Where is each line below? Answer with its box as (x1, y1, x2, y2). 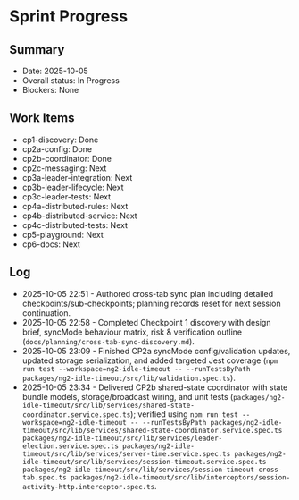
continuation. (21, 307, 71, 318)
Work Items (9, 110, 75, 126)
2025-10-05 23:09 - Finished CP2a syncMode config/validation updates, (21, 345, 291, 356)
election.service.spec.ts (21, 441, 119, 451)
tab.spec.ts (21, 472, 67, 482)
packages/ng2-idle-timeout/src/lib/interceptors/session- (70, 472, 291, 482)
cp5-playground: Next (21, 229, 104, 240)
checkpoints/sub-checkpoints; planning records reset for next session (21, 298, 281, 309)
